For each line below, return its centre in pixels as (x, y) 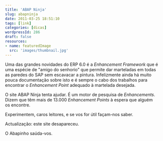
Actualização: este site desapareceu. (42, 124)
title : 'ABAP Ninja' (26, 10)
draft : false (18, 37)
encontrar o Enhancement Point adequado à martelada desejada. (70, 85)
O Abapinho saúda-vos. (29, 133)
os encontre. (18, 105)
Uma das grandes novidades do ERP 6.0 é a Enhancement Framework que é (81, 64)
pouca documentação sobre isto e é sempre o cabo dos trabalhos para (76, 80)
